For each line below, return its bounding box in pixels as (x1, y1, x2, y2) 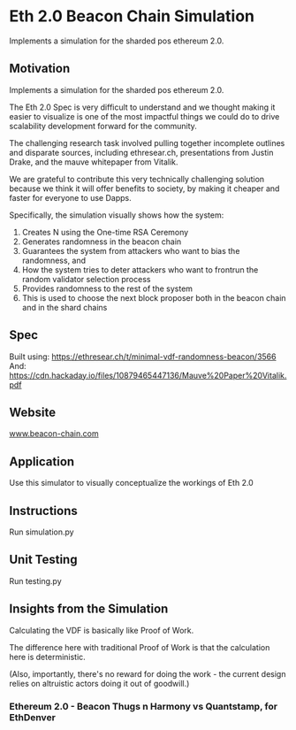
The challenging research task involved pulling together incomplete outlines (9, 137, 285, 148)
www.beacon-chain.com (9, 428, 99, 439)
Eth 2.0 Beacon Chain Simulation (9, 6, 254, 27)
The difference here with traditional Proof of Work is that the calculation (9, 642, 270, 652)
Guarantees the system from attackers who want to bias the (21, 245, 240, 256)
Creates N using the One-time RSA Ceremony (21, 227, 189, 237)
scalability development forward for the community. (9, 120, 197, 131)
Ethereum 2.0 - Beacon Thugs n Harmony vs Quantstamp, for (9, 700, 278, 712)
